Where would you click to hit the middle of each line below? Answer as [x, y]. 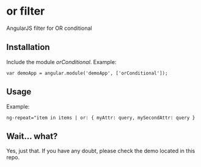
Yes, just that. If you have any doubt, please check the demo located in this [101, 151]
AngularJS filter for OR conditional [49, 28]
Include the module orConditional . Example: [61, 62]
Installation [28, 47]
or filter [26, 11]
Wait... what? [32, 136]
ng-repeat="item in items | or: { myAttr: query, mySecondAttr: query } [101, 118]
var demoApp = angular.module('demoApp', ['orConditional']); [87, 73]
